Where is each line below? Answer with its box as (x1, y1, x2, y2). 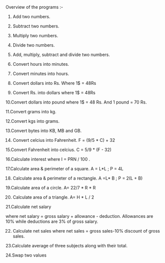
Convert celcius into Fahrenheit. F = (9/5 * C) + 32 (12, 137, 115, 143)
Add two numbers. (12, 14, 51, 19)
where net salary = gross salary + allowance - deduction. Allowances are (5, 213, 154, 219)
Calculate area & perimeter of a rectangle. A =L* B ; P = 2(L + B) (12, 175, 143, 181)
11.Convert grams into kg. (5, 109, 56, 114)
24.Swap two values (5, 252, 47, 258)
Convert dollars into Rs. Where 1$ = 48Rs (12, 80, 96, 86)
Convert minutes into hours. (12, 71, 69, 77)
